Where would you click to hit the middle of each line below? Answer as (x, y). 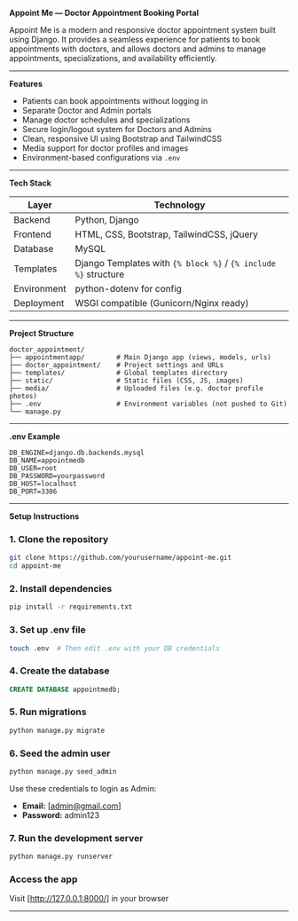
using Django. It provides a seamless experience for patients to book (135, 39)
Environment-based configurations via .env (101, 157)
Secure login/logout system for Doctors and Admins (117, 129)
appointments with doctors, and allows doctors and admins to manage (137, 49)
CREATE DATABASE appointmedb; (65, 689)
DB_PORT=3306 (33, 492)
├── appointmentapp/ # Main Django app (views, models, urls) (141, 358)
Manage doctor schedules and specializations (106, 120)
